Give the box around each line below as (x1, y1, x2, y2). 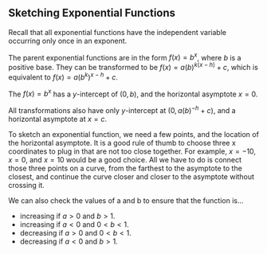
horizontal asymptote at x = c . (8, 115, 108, 124)
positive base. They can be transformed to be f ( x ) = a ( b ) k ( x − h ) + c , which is (8, 61, 259, 72)
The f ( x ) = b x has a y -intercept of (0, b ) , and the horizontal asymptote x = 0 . (8, 88, 258, 99)
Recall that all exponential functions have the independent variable (8, 27, 227, 37)
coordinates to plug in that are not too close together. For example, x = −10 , (8, 147, 257, 156)
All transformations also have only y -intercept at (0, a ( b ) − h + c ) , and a (8, 104, 237, 115)
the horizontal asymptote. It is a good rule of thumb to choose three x (8, 139, 237, 148)
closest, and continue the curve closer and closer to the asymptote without (8, 172, 255, 182)
